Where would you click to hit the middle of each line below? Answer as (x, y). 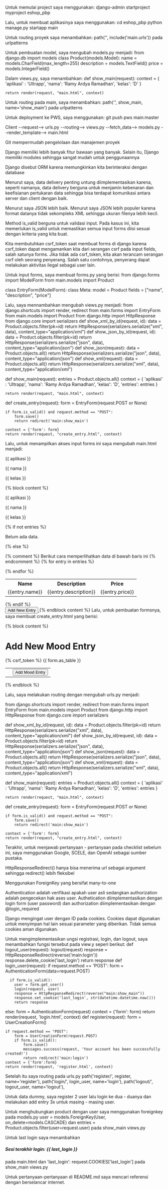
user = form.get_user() (39, 985)
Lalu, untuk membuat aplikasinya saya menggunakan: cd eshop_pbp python (83, 22)
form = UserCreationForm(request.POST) (56, 1036)
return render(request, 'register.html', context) (59, 1067)
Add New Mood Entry (51, 646)
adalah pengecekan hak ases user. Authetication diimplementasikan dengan (84, 898)
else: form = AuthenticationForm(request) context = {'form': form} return (80, 1011)
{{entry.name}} (25, 592)
